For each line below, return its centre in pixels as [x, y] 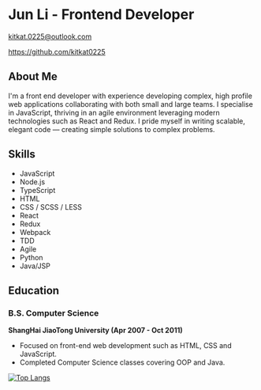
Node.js [32, 182]
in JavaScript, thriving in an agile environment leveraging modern [114, 112]
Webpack [35, 232]
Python [31, 257]
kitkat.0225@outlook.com [50, 36]
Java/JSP [35, 266]
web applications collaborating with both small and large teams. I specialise [131, 104]
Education [34, 290]
